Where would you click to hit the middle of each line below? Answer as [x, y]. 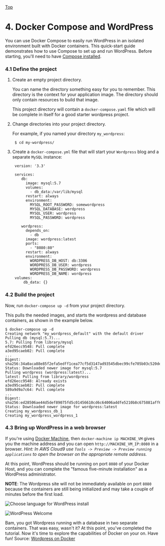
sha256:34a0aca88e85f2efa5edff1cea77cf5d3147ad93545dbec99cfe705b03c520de [83, 364]
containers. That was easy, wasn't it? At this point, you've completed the [79, 528]
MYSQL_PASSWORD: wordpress [58, 218]
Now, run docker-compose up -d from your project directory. [65, 305]
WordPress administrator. [31, 474]
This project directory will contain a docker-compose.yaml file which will [84, 109]
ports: [32, 244]
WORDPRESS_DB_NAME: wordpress [61, 274]
